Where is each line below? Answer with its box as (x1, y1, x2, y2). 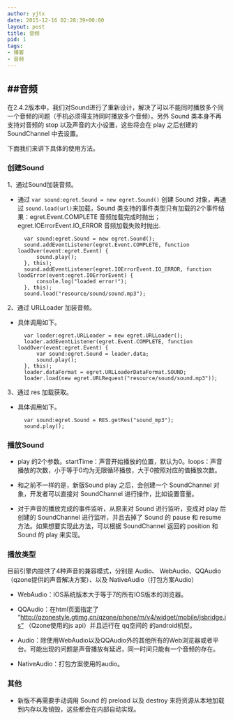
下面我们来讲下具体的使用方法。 (7, 144, 99, 152)
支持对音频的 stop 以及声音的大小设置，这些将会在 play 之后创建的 (7, 120, 198, 129)
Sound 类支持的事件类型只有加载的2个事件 (96, 204, 219, 212)
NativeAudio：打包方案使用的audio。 (17, 660, 124, 668)
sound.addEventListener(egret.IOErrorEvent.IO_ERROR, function (24, 266, 211, 273)
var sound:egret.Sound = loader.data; (36, 350, 149, 357)
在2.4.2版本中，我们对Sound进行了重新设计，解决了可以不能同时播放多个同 (7, 103, 225, 112)
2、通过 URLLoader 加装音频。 (7, 303, 96, 311)
